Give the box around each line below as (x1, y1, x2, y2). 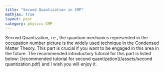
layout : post (5, 16, 32, 21)
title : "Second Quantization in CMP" (5, 7, 84, 12)
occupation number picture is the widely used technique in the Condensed (5, 40, 159, 46)
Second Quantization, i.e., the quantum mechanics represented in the (5, 35, 148, 41)
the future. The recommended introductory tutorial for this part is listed (5, 51, 151, 57)
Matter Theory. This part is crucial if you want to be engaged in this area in (5, 45, 159, 51)
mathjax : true (5, 12, 35, 17)
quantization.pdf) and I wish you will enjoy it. (5, 61, 97, 67)
